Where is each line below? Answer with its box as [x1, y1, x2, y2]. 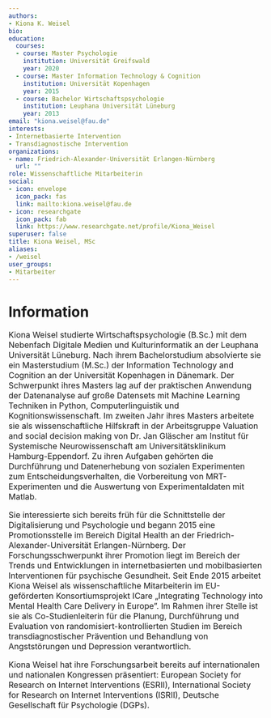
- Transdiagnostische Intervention [8, 139, 129, 148]
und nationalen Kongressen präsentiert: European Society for [8, 669, 242, 681]
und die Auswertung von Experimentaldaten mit [63, 481, 245, 492]
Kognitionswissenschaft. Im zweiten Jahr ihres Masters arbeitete [8, 410, 255, 422]
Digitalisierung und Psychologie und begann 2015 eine [8, 520, 216, 531]
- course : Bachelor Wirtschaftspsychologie [15, 95, 164, 103]
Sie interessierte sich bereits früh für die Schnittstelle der [8, 509, 226, 520]
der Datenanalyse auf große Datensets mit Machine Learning [8, 390, 240, 401]
